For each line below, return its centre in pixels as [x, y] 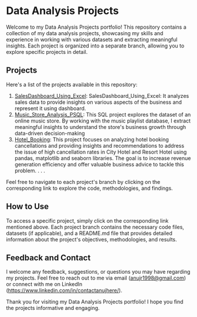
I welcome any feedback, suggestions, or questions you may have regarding [98, 272]
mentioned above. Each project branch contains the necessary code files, [95, 227]
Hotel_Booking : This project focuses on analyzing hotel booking [91, 139]
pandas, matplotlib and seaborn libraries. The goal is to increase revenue [103, 158]
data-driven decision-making [50, 133]
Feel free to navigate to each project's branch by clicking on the [83, 182]
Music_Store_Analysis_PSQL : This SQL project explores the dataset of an [103, 114]
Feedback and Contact [48, 258]
